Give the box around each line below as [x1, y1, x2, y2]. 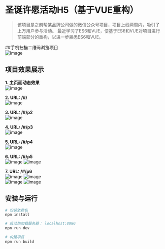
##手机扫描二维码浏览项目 [5, 44, 58, 50]
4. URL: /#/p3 [5, 124, 33, 130]
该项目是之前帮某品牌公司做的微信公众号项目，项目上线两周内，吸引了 [17, 22, 160, 28]
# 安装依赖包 [5, 208, 28, 213]
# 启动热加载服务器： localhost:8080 [5, 221, 76, 226]
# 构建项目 [5, 235, 25, 240]
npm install [5, 212, 30, 217]
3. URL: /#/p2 [5, 109, 33, 115]
